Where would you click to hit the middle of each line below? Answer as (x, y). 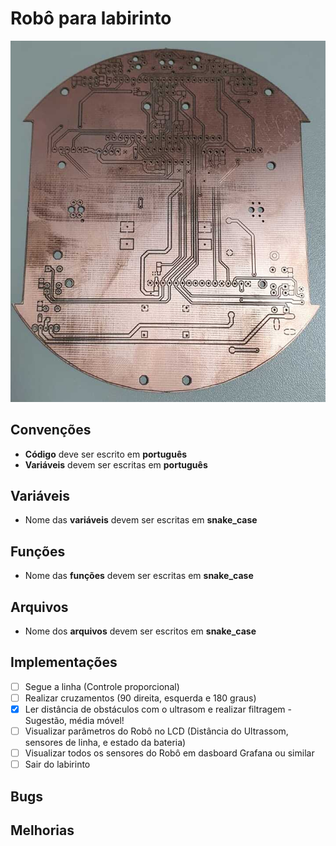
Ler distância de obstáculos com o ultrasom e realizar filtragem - (158, 709)
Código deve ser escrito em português (106, 454)
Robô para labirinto (91, 18)
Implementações (64, 662)
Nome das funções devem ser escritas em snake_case (139, 576)
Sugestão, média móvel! (74, 720)
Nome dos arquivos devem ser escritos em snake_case (140, 631)
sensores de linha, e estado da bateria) (105, 743)
